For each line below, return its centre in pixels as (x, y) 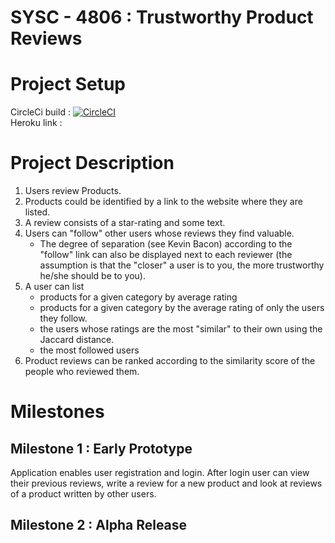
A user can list (54, 287)
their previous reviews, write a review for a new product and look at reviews (166, 483)
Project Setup (68, 84)
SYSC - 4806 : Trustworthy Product (162, 17)
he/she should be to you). (92, 276)
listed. (37, 212)
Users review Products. (73, 191)
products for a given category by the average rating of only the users (182, 308)
